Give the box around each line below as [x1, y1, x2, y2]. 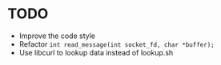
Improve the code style [18, 31, 96, 40]
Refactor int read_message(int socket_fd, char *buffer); [18, 39, 215, 48]
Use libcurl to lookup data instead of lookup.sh [18, 48, 174, 57]
